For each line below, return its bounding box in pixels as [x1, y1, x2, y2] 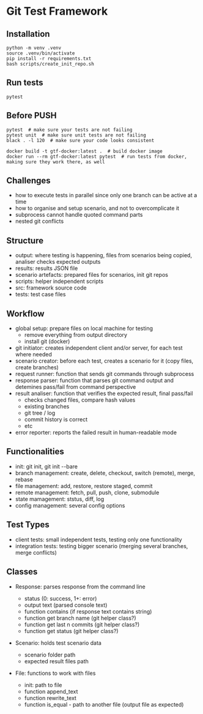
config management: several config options [15, 502, 125, 509]
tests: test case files [15, 291, 66, 298]
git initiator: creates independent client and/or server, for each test [15, 344, 183, 351]
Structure [6, 235, 44, 246]
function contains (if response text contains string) [24, 607, 152, 615]
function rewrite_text [24, 694, 76, 702]
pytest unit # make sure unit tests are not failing [6, 132, 147, 138]
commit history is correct [24, 416, 87, 423]
